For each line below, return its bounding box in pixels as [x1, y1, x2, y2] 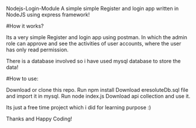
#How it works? [6, 23, 44, 29]
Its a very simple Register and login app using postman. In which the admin [6, 34, 188, 40]
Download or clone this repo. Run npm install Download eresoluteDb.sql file [6, 87, 189, 93]
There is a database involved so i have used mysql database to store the [6, 58, 181, 64]
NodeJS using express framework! [6, 11, 90, 18]
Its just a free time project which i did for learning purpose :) [6, 104, 151, 110]
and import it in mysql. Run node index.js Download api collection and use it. [6, 93, 191, 99]
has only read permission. [6, 46, 69, 53]
